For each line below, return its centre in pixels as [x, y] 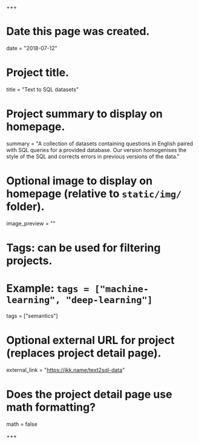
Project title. [38, 73]
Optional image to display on [80, 181]
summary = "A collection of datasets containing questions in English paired [100, 144]
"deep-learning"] [109, 300]
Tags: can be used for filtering [83, 247]
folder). [25, 207]
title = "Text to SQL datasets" [43, 89]
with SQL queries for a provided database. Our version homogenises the [96, 150]
